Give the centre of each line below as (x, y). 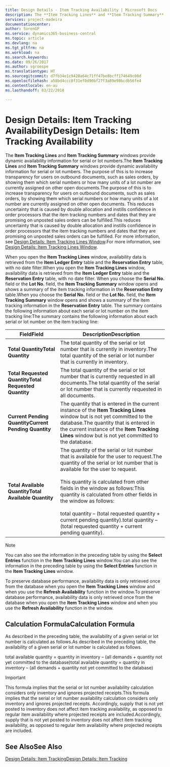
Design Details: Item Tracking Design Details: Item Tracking (66, 759)
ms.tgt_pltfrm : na (25, 48)
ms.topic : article (25, 39)
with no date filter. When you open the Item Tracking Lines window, (75, 268)
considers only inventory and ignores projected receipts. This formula (77, 693)
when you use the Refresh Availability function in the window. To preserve (83, 592)
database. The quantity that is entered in (108, 423)
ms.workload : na (22, 52)
